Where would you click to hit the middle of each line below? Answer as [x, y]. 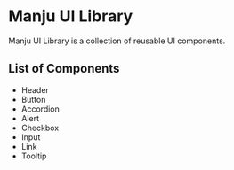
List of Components [64, 69]
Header [35, 89]
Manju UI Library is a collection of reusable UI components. [117, 41]
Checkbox [40, 127]
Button [33, 99]
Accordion [40, 109]
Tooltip [34, 156]
